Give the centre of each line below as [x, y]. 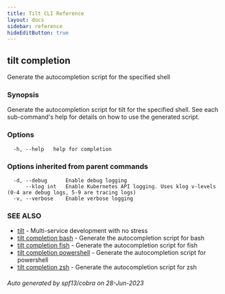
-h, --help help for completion [62, 149]
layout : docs [26, 20]
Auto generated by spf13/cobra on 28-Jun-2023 [75, 283]
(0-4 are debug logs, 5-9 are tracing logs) [72, 192]
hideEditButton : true [38, 33]
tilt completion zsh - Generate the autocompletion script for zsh [107, 267]
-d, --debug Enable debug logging [70, 180]
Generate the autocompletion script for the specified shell [88, 77]
